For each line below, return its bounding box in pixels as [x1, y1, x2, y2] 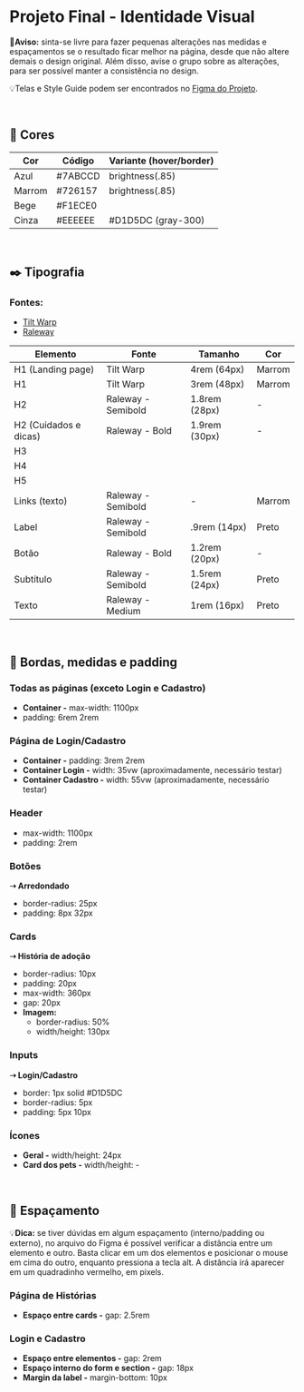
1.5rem [190, 567, 222, 580]
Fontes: [9, 297, 43, 309]
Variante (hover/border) [109, 154, 214, 167]
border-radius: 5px [22, 1096, 93, 1108]
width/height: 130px [35, 1026, 110, 1037]
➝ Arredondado [9, 880, 70, 891]
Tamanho [198, 348, 240, 360]
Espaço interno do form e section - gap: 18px [22, 1363, 195, 1374]
